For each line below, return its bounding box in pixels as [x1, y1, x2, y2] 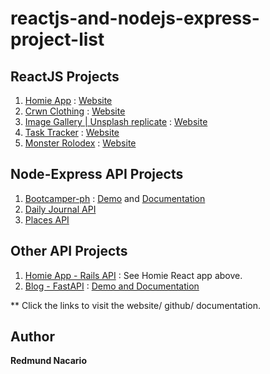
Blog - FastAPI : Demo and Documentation [24, 280, 200, 292]
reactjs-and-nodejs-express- [10, 7, 260, 30]
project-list [10, 28, 105, 51]
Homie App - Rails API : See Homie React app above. [24, 269, 243, 281]
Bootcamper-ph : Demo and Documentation [24, 192, 206, 204]
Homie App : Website [24, 95, 113, 106]
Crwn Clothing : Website [24, 105, 126, 117]
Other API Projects [10, 243, 128, 260]
